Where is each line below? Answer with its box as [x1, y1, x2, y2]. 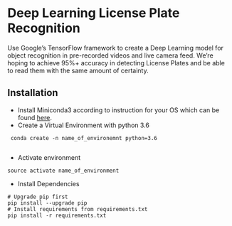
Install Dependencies [17, 179, 80, 188]
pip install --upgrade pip [7, 199, 88, 207]
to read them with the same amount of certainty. [7, 66, 149, 75]
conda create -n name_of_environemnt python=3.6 [10, 134, 158, 141]
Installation [7, 87, 58, 99]
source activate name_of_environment [7, 167, 120, 174]
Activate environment [17, 153, 81, 161]
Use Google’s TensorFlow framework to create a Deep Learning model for [7, 43, 224, 52]
